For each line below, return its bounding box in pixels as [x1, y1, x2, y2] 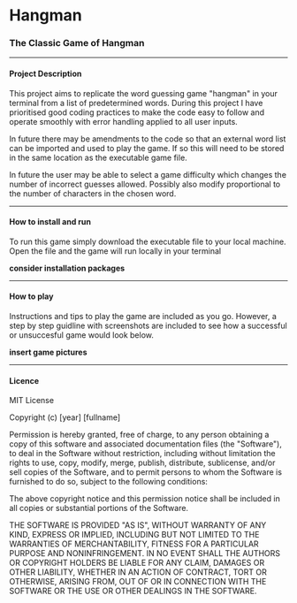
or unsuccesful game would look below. [9, 330, 155, 340]
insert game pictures [9, 347, 88, 358]
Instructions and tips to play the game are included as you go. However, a [9, 311, 277, 322]
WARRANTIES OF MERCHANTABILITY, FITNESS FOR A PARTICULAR [9, 538, 259, 549]
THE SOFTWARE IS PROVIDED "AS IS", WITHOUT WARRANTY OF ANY [9, 520, 267, 530]
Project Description [9, 68, 82, 80]
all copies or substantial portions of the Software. [9, 503, 188, 514]
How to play [9, 291, 54, 301]
